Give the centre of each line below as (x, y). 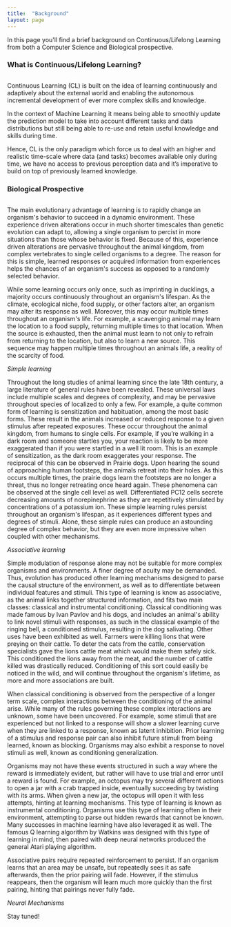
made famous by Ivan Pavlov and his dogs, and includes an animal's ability (113, 615)
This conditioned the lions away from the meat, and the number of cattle (110, 659)
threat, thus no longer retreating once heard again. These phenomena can (112, 485)
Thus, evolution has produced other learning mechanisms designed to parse (115, 578)
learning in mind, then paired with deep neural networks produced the (107, 839)
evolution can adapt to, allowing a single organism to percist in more (104, 232)
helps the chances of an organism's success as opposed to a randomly (109, 269)
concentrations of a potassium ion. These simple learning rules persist (107, 507)
